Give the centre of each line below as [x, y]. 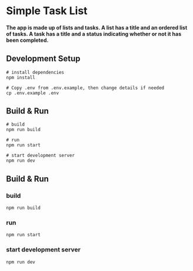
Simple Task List [47, 11]
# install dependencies [35, 72]
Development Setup [43, 59]
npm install [21, 77]
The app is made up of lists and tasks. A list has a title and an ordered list [97, 27]
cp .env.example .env [33, 93]
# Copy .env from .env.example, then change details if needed [85, 88]
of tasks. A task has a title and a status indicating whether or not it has [94, 34]
